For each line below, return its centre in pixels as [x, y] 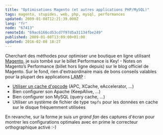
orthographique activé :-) [31, 127]
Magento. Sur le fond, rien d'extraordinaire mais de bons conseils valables [81, 71]
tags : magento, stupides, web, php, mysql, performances [65, 14]
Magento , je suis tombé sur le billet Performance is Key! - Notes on [74, 61]
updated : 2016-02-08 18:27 [33, 42]
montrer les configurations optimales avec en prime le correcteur [72, 122]
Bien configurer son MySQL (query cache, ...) [59, 97]
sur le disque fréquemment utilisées [49, 107]
